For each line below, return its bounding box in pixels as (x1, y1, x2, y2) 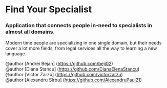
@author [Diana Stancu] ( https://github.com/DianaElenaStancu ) (5, 66, 140, 72)
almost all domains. (5, 28, 55, 35)
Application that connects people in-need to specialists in (5, 22, 153, 29)
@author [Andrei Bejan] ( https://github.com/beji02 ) (5, 60, 114, 67)
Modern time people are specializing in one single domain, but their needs (5, 40, 162, 46)
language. (5, 51, 27, 57)
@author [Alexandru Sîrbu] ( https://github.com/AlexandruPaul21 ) (5, 77, 142, 83)
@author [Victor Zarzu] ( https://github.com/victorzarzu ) (5, 72, 123, 78)
